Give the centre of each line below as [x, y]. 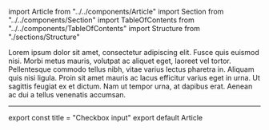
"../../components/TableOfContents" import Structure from [104, 28]
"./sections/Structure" [44, 37]
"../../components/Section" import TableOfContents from [101, 20]
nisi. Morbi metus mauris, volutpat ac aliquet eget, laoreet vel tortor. [120, 61]
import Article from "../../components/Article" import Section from [116, 12]
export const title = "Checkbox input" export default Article [106, 118]
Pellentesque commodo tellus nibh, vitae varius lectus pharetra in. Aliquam [131, 69]
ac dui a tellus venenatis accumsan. [67, 95]
